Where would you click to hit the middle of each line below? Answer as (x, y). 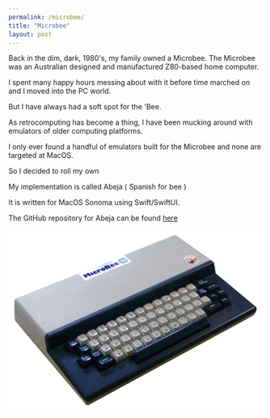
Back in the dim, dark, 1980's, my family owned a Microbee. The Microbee (132, 58)
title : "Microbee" (39, 26)
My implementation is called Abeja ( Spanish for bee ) (98, 187)
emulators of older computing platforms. (76, 131)
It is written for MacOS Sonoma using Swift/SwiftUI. (94, 203)
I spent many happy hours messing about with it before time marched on (129, 83)
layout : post (30, 34)
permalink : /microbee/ (46, 17)
